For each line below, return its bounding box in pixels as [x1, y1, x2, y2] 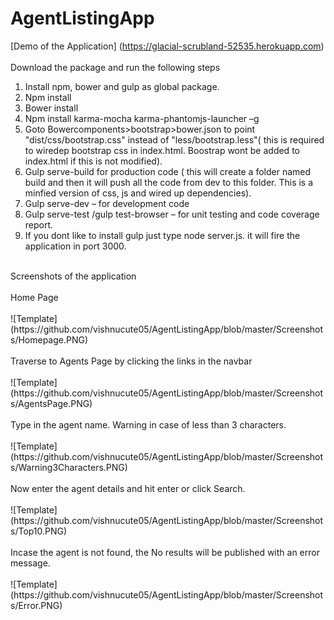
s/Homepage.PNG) [10, 333, 89, 346]
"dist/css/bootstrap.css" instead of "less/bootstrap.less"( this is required [24, 133, 325, 146]
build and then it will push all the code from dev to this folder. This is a [24, 176, 314, 188]
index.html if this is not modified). [24, 155, 163, 167]
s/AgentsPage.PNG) [10, 397, 93, 409]
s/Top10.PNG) [10, 525, 68, 537]
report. [24, 218, 54, 231]
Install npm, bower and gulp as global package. [24, 80, 220, 92]
